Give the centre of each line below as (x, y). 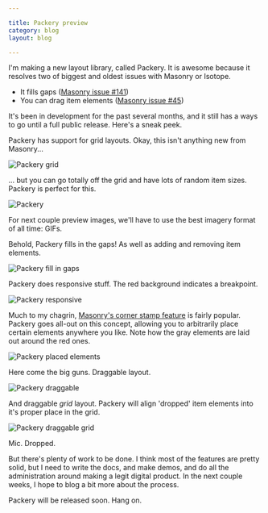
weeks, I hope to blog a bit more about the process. (94, 485)
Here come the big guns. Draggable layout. (80, 373)
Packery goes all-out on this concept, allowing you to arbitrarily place (124, 324)
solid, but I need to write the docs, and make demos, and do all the (119, 468)
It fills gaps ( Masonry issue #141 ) (74, 92)
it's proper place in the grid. (54, 412)
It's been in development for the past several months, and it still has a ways (133, 116)
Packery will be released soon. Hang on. (75, 500)
